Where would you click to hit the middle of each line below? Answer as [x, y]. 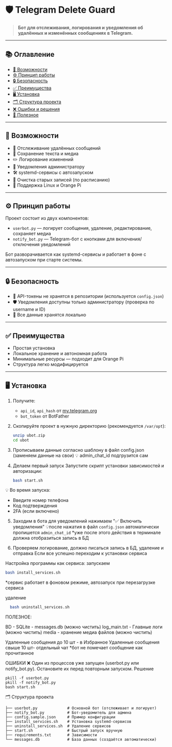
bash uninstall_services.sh [40, 607]
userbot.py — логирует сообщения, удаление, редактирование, [82, 228]
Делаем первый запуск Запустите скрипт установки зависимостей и [88, 466]
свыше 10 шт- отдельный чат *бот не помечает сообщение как [74, 648]
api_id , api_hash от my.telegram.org [59, 410]
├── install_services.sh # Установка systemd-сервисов [68, 722]
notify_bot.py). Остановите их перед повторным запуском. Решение [80, 669]
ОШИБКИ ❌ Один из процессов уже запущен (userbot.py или [72, 663]
